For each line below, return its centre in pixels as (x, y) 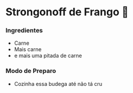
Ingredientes (24, 31)
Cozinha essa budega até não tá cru (58, 84)
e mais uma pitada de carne (48, 56)
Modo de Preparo (31, 71)
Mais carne (28, 49)
